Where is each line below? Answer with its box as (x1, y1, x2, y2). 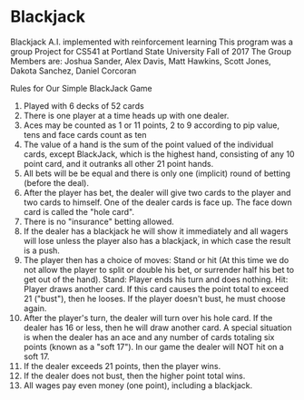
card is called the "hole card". (23, 206, 135, 217)
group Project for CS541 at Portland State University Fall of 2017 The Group (10, 45, 291, 56)
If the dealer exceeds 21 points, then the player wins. (23, 360, 221, 371)
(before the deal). (23, 177, 90, 188)
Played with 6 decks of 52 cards (23, 100, 144, 111)
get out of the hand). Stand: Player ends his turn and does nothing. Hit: (23, 274, 289, 285)
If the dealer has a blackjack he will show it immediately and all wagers (23, 225, 289, 237)
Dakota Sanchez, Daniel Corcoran (10, 65, 137, 76)
